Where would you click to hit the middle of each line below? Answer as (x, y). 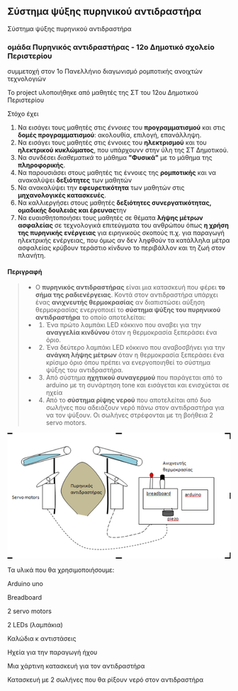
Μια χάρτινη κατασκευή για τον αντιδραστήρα (76, 666)
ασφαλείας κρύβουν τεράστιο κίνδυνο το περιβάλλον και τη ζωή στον (121, 248)
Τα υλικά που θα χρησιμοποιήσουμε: (61, 570)
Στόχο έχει (23, 114)
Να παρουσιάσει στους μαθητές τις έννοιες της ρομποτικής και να (117, 173)
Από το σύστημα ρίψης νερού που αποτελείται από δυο (128, 400)
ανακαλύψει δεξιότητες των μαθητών (75, 181)
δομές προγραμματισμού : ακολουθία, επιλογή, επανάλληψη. (109, 135)
